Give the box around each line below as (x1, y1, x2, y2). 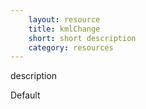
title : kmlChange (28, 24, 101, 34)
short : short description (28, 33, 137, 43)
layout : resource (28, 14, 101, 25)
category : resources (28, 42, 114, 53)
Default (10, 89, 41, 101)
